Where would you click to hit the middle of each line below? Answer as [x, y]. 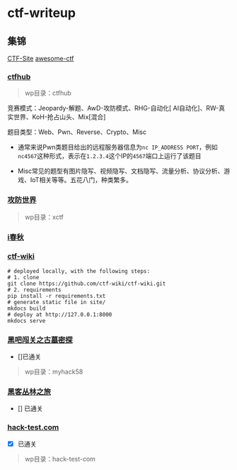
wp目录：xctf [44, 217]
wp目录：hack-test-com [60, 459]
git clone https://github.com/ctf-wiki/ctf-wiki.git [87, 284]
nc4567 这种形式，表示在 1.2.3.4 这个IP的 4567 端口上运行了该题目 [109, 156]
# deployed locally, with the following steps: [79, 271]
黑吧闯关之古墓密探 [40, 340]
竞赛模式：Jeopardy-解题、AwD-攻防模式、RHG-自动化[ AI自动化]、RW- [113, 108]
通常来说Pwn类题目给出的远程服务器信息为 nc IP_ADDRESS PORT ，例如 [117, 147]
